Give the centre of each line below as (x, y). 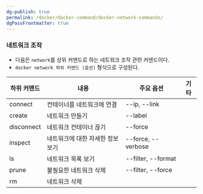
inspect (20, 143)
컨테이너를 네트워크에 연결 (82, 105)
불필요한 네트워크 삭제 (76, 170)
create (18, 115)
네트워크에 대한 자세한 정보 (83, 138)
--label (136, 115)
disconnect (25, 126)
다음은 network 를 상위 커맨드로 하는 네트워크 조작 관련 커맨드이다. (92, 60)
